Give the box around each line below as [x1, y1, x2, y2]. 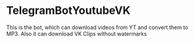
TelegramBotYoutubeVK [6, 4, 131, 18]
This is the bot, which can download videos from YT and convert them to [6, 24, 189, 31]
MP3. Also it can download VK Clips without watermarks [6, 30, 147, 37]
